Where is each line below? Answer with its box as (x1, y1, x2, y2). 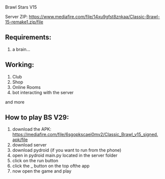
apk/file (12, 137, 28, 143)
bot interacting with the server (12, 89, 74, 95)
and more (5, 99, 25, 105)
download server (12, 142, 47, 148)
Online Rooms (12, 84, 41, 90)
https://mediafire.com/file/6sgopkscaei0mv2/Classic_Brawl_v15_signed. (12, 132, 159, 138)
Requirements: (5, 33, 52, 41)
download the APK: (12, 126, 52, 132)
